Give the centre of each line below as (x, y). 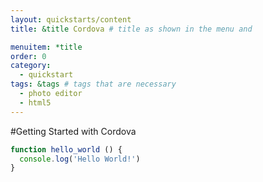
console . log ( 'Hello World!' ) (80, 159)
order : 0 (28, 56)
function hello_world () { (66, 149)
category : (31, 66)
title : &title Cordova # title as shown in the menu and (131, 29)
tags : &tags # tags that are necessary (93, 84)
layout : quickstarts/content (71, 19)
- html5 (35, 102)
